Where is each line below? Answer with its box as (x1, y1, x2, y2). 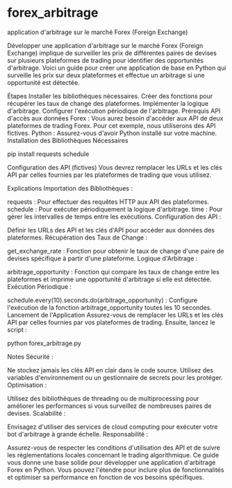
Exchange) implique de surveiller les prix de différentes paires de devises (7, 49, 217, 57)
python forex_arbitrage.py (7, 339, 81, 347)
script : (7, 325, 28, 333)
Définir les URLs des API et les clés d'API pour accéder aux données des (7, 226, 215, 234)
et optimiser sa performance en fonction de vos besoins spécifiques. (7, 473, 204, 481)
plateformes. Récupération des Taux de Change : (7, 233, 148, 242)
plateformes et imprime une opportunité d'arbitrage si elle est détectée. (7, 275, 212, 283)
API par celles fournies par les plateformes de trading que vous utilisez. (7, 171, 212, 179)
